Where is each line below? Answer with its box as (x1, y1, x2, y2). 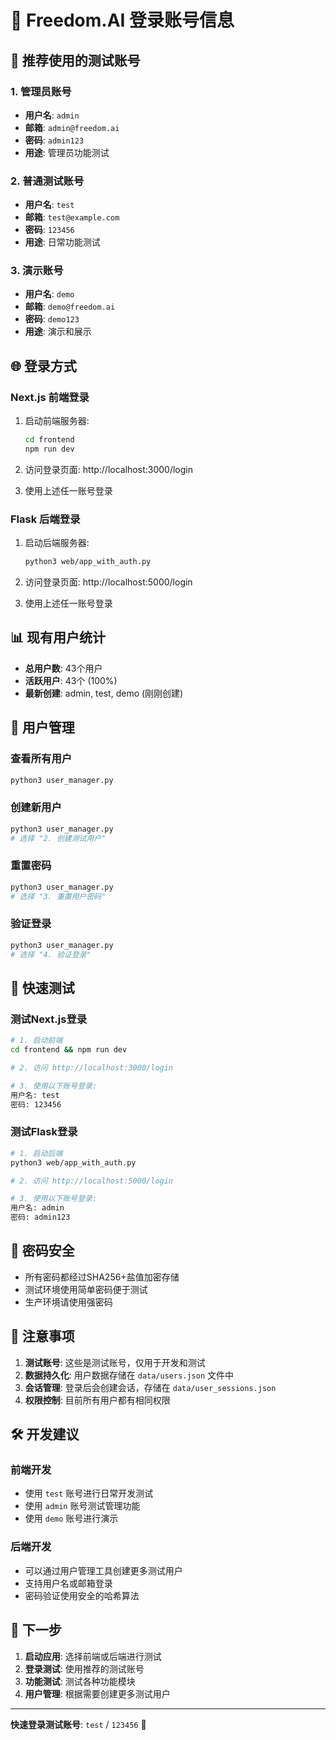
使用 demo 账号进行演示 (24, 1512, 119, 1525)
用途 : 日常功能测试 (24, 236, 101, 248)
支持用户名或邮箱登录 (24, 1577, 113, 1589)
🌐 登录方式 (10, 357, 77, 375)
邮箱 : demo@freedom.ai (24, 301, 116, 313)
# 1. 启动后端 (10, 1148, 63, 1158)
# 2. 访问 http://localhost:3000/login (10, 1063, 174, 1073)
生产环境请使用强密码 (24, 1296, 113, 1308)
